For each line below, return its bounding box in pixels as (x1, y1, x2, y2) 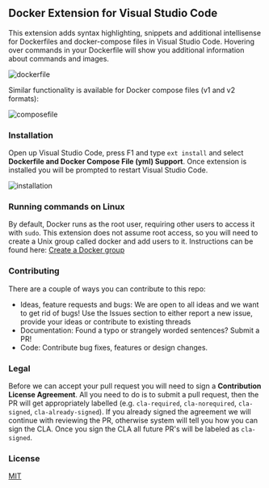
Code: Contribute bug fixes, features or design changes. (19, 342, 208, 352)
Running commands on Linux (8, 202, 125, 213)
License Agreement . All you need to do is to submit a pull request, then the (8, 390, 259, 399)
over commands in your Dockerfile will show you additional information (8, 45, 245, 55)
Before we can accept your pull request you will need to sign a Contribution (8, 381, 262, 391)
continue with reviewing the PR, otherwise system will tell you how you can (8, 416, 258, 425)
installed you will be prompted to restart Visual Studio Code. (8, 165, 208, 175)
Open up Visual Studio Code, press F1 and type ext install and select (8, 148, 244, 158)
